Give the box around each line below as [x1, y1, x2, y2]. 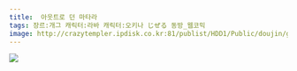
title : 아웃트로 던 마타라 [9, 12, 98, 22]
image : [9, 29, 34, 38]
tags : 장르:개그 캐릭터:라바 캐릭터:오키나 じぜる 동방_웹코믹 [9, 21, 206, 30]
